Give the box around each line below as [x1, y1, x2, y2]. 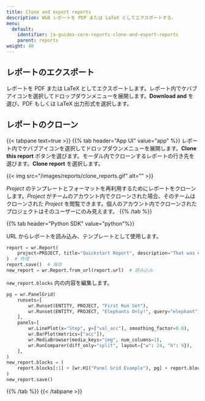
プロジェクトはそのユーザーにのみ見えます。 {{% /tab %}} [6, 207, 153, 215]
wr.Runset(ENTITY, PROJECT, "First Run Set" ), [28, 303, 149, 309]
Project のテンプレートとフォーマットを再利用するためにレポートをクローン [6, 185, 196, 192]
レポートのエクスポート [6, 67, 95, 78]
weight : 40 [6, 43, 34, 50]
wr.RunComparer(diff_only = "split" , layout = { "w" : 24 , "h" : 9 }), [28, 342, 192, 348]
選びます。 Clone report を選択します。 [6, 160, 104, 167]
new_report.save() [6, 377, 53, 383]
